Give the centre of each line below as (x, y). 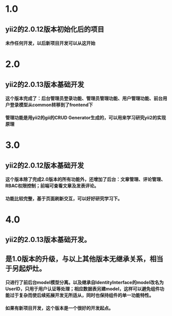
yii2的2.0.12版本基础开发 (45, 165)
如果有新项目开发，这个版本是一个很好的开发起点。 (59, 308)
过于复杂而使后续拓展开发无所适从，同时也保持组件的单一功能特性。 (82, 295)
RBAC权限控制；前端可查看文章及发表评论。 (52, 186)
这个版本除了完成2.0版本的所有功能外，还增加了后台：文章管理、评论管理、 (85, 179)
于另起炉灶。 (26, 268)
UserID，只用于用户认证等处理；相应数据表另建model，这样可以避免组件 (83, 289)
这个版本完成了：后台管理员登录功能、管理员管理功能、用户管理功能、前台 (84, 99)
